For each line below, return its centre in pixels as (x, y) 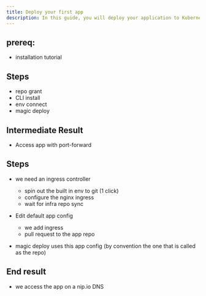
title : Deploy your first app (45, 12)
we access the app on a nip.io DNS (59, 286)
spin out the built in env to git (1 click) (71, 191)
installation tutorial (39, 57)
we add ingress (44, 227)
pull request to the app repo (59, 234)
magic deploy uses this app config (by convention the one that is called (105, 246)
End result (26, 272)
